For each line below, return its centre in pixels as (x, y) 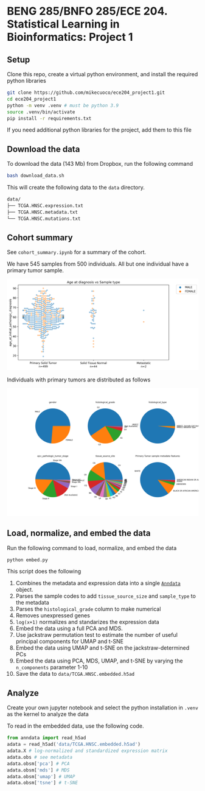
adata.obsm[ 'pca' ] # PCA (38, 764)
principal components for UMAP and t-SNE (70, 642)
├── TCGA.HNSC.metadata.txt (43, 212)
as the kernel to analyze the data (48, 714)
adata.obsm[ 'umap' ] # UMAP (41, 776)
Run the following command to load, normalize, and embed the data (92, 548)
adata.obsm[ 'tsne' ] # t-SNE (43, 783)
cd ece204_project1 (32, 99)
